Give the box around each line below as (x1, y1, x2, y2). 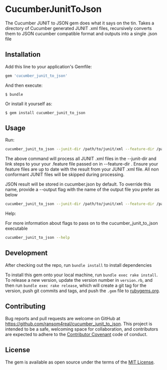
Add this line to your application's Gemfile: (5, 63, 92, 69)
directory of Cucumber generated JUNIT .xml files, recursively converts (5, 25, 152, 31)
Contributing (5, 302, 46, 311)
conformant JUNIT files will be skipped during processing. (5, 172, 125, 178)
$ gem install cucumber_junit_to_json (5, 110, 85, 115)
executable (5, 225, 28, 231)
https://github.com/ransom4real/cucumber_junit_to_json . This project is (5, 321, 153, 327)
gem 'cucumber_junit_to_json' (5, 73, 68, 78)
